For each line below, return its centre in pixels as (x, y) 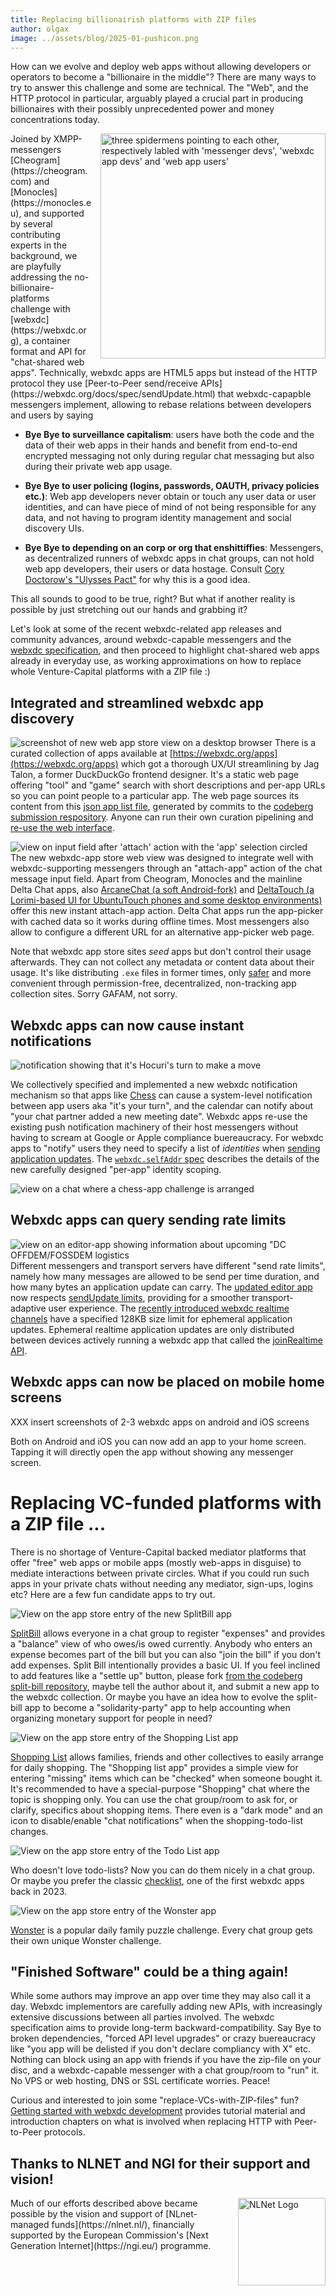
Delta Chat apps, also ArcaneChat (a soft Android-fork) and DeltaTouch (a (162, 890)
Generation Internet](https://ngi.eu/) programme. (111, 2246)
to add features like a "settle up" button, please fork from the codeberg (156, 1675)
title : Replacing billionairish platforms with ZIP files (133, 19)
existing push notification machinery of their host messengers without (154, 1127)
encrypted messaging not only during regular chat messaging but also (169, 456)
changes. (29, 1831)
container (51, 341)
